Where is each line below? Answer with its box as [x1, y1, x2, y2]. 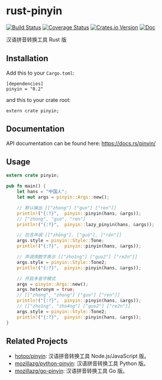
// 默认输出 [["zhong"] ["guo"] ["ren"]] [17, 205, 117, 211]
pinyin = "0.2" [6, 86, 44, 92]
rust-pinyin [6, 4, 63, 18]
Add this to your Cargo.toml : [6, 69, 75, 76]
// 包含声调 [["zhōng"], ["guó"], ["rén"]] [17, 232, 122, 238]
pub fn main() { [6, 183, 46, 189]
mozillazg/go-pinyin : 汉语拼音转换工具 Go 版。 [14, 368, 128, 375]
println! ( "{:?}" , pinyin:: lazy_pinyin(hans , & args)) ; [17, 221, 155, 228]
